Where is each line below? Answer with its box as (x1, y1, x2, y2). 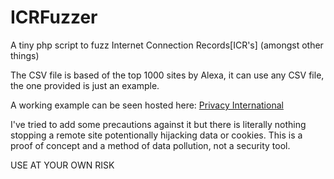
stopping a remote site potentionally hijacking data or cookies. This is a (10, 129, 303, 141)
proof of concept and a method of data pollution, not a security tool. (10, 139, 291, 151)
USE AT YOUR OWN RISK (10, 159, 115, 171)
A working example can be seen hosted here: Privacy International (10, 99, 284, 111)
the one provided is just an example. (10, 79, 160, 91)
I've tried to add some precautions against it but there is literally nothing (10, 118, 307, 130)
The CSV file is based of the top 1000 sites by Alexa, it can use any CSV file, (10, 69, 325, 81)
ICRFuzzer (10, 6, 98, 29)
